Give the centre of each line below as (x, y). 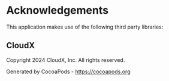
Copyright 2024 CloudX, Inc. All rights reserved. (66, 60)
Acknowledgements (58, 10)
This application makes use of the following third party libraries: (85, 27)
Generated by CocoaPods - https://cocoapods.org (68, 71)
